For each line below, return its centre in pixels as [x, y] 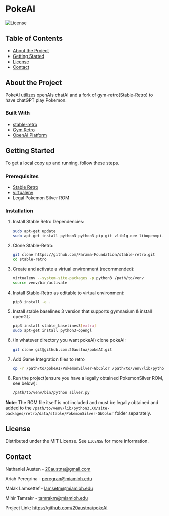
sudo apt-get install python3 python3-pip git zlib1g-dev [75, 236]
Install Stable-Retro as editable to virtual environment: [68, 293]
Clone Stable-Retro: [33, 246]
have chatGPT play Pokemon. [36, 100]
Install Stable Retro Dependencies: [48, 222]
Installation [19, 211]
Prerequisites [22, 176]
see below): [25, 383]
